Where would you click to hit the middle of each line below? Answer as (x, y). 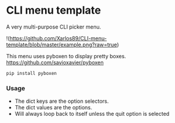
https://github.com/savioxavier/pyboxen (55, 62)
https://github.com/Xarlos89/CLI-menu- (58, 38)
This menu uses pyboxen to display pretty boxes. (66, 56)
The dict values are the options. (53, 108)
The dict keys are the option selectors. (62, 101)
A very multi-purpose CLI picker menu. (54, 27)
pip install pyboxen (32, 73)
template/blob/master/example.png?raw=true (62, 45)
